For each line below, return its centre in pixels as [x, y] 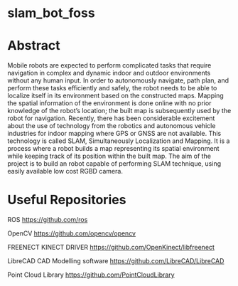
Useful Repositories [67, 200]
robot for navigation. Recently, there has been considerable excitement [111, 118]
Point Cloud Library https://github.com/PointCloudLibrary [91, 275]
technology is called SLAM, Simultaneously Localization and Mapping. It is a [119, 141]
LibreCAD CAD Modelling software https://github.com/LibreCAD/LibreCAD [116, 261]
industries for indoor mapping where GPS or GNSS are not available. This [114, 134]
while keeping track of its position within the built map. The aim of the [109, 156]
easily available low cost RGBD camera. [65, 171]
